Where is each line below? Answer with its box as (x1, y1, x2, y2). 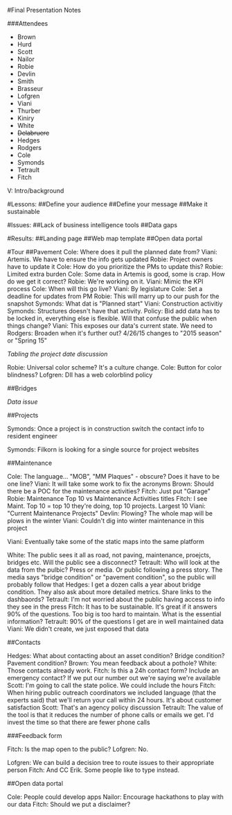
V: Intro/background (7, 187, 64, 195)
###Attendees (7, 19, 48, 27)
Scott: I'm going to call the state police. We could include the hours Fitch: (7, 681, 216, 689)
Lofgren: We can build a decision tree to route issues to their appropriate (7, 759, 215, 766)
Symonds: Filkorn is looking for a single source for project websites (7, 445, 199, 454)
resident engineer (7, 432, 57, 440)
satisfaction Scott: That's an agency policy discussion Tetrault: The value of (7, 703, 224, 711)
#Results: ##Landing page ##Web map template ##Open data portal (7, 234, 203, 242)
